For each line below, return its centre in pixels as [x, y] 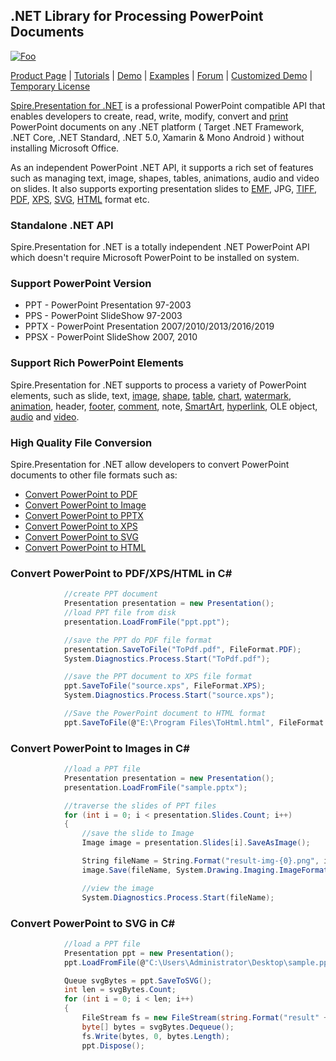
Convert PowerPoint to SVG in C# [93, 923]
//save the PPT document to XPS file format [158, 677]
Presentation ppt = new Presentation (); [149, 953]
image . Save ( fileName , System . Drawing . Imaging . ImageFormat [205, 870]
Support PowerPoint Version [81, 284]
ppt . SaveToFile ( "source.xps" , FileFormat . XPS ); [165, 686]
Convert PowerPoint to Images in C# [100, 748]
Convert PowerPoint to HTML [85, 547]
